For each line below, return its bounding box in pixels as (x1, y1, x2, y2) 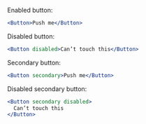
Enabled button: (7, 6, 53, 14)
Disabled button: (7, 32, 54, 41)
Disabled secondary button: (7, 84, 87, 93)
